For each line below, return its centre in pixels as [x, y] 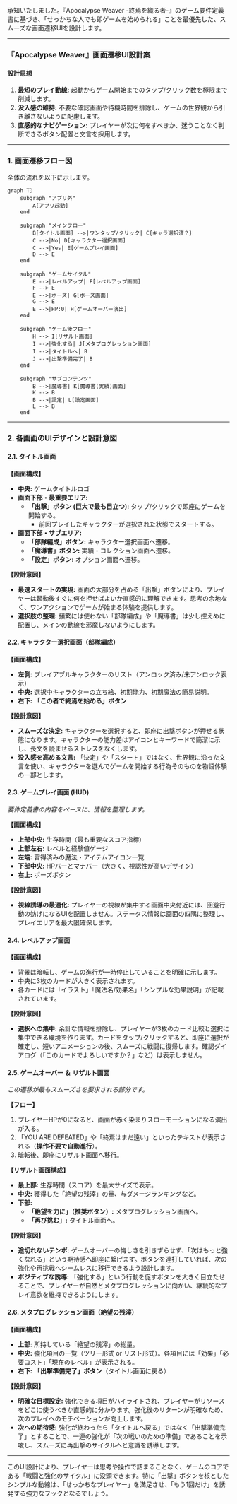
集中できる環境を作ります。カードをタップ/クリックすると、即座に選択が [123, 1038]
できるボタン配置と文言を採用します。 [79, 134]
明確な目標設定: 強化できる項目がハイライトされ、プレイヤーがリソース [121, 1401]
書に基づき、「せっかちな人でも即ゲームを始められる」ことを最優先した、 [114, 19]
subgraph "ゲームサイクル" [56, 274]
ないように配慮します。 [70, 117]
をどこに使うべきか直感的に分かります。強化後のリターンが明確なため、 [122, 1409]
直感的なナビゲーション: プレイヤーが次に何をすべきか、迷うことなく [118, 125]
